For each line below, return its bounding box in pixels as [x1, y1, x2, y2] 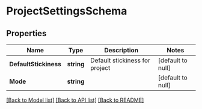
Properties [6, 28, 47, 39]
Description [104, 46, 139, 54]
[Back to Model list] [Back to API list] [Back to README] [6, 96, 144, 104]
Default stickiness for [90, 56, 150, 64]
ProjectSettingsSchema [6, 4, 127, 18]
